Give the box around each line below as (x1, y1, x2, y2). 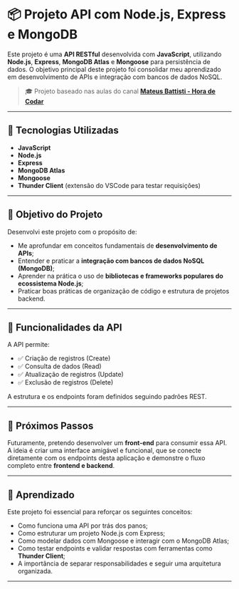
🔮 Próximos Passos (7, 419, 94, 432)
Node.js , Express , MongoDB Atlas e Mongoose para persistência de (7, 57, 211, 66)
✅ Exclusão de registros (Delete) (17, 378, 114, 387)
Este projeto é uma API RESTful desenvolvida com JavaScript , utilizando (7, 50, 222, 58)
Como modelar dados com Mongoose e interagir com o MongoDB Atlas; (17, 536, 230, 545)
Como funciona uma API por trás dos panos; (17, 521, 148, 530)
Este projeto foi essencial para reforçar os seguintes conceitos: (7, 508, 193, 516)
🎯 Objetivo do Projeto (7, 209, 103, 221)
